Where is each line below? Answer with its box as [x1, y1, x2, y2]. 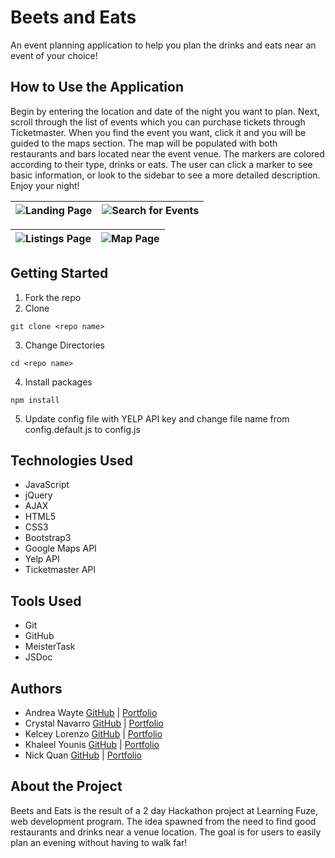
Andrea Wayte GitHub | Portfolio [24, 707, 158, 718]
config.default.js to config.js [24, 423, 141, 435]
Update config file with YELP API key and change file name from [24, 412, 290, 425]
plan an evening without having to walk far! [10, 836, 188, 848]
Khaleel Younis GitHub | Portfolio [24, 739, 160, 750]
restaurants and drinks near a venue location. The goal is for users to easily [10, 826, 322, 838]
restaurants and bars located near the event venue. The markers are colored [10, 147, 325, 160]
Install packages [24, 376, 93, 388]
